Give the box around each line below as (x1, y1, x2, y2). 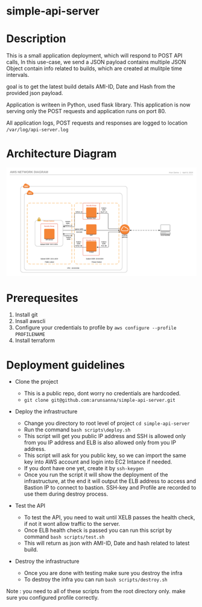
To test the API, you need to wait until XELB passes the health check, (24, 514, 195, 521)
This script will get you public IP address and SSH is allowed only (24, 433, 186, 440)
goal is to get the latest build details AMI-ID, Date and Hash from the (6, 83, 175, 90)
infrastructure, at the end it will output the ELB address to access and (24, 477, 197, 485)
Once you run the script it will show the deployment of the (24, 471, 168, 479)
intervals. (6, 71, 30, 79)
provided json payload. (6, 90, 63, 97)
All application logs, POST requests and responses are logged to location (6, 119, 188, 126)
